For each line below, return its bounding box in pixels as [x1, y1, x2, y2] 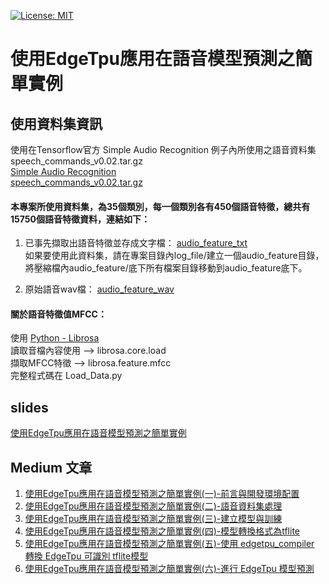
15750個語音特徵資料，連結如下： [10, 213, 150, 225]
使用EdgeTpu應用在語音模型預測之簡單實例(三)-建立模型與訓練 [24, 513, 283, 525]
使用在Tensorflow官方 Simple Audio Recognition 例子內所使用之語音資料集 [10, 144, 317, 155]
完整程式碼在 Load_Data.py [10, 370, 123, 382]
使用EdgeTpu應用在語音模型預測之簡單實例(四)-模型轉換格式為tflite [24, 525, 300, 537]
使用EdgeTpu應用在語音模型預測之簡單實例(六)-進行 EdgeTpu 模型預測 [24, 563, 315, 575]
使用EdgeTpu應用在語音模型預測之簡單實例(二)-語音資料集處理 [24, 500, 283, 512]
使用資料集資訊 [10, 115, 103, 132]
